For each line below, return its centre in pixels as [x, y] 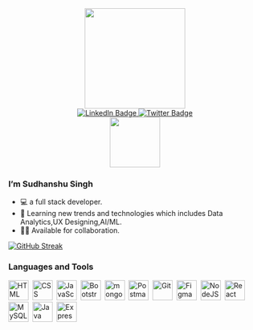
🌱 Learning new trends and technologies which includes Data [121, 214]
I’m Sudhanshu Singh [51, 184]
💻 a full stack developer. [61, 202]
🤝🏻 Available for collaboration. [70, 230]
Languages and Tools [51, 267]
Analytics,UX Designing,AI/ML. [71, 222]
